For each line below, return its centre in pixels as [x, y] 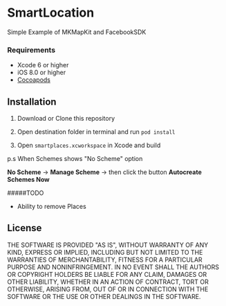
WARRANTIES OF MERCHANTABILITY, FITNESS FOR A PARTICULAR [105, 260]
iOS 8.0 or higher [41, 73]
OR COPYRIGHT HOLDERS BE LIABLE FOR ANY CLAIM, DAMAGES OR [107, 274]
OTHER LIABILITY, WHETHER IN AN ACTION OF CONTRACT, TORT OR [108, 282]
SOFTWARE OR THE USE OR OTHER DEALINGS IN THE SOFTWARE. [104, 296]
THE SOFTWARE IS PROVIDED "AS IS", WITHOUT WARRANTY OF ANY [108, 245]
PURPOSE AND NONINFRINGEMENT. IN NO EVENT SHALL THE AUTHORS [113, 267]
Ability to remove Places [51, 207]
